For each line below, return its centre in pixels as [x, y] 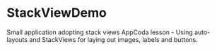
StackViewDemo [57, 13]
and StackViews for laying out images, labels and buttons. [114, 39]
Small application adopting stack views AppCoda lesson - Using [100, 32]
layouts [17, 39]
